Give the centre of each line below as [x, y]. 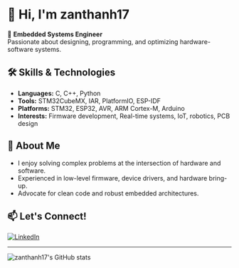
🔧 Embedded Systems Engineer [55, 34]
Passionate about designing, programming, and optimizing [93, 41]
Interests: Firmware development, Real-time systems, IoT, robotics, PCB [124, 116]
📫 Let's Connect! [47, 216]
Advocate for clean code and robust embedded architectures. [108, 193]
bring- [218, 178]
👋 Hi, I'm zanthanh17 [69, 15]
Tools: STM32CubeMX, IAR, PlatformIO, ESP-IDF [89, 101]
